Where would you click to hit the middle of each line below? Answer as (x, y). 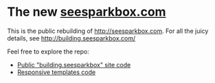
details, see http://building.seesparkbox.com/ (71, 38)
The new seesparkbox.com (87, 12)
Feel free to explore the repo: (48, 51)
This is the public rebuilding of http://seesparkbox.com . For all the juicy (108, 31)
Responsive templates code (56, 72)
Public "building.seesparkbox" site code (74, 64)
